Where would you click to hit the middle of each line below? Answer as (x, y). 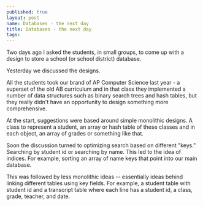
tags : (13, 35)
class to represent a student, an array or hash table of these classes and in (101, 127)
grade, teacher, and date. (38, 196)
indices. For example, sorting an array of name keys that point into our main (102, 158)
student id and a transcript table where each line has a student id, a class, (100, 190)
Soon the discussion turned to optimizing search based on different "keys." (101, 145)
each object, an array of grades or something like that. (75, 134)
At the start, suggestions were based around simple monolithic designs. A (100, 121)
